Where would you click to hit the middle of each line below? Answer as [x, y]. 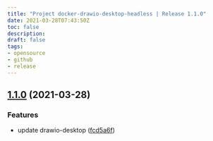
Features [23, 115]
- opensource [26, 54]
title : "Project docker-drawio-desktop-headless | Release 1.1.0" [107, 14]
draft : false [26, 40]
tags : [15, 47]
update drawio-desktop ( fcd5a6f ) [66, 130]
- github [20, 60]
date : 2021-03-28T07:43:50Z [49, 20]
